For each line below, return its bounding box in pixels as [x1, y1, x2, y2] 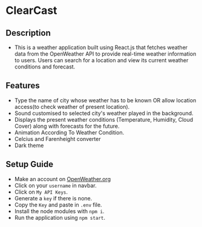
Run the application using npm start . [14, 214, 105, 221]
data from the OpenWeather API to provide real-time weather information [14, 50, 197, 58]
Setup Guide [5, 159, 54, 169]
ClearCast [5, 4, 57, 18]
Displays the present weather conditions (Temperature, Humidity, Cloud [14, 116, 194, 123]
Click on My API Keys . [14, 188, 68, 196]
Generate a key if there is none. [14, 194, 93, 202]
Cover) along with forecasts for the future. [14, 122, 120, 130]
